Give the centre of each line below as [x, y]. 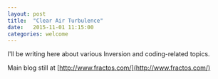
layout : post [27, 14]
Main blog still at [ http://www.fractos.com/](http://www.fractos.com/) [109, 68]
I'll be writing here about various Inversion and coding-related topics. [109, 54]
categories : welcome [38, 34]
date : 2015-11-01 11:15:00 [51, 27]
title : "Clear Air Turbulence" [55, 21]
